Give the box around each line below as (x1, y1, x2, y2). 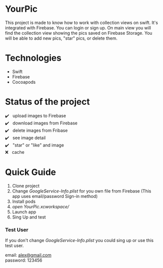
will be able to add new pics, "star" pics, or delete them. (5, 35, 118, 41)
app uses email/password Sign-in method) (12, 193, 98, 199)
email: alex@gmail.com (5, 252, 52, 258)
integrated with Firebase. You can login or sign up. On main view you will (5, 24, 151, 30)
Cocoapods (12, 79, 36, 85)
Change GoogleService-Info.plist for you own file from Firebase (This (12, 188, 151, 194)
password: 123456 (5, 257, 42, 263)
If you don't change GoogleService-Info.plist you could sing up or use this (5, 238, 154, 244)
